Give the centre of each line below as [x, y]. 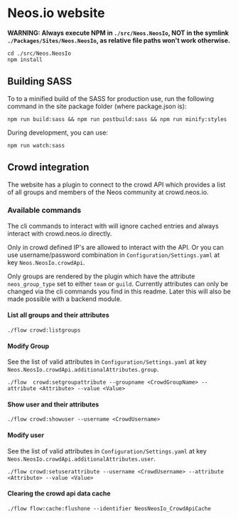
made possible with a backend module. [65, 299]
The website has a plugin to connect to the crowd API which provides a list [117, 184]
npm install [25, 59]
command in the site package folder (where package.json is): [97, 106]
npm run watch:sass [36, 145]
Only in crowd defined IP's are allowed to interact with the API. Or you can [115, 247]
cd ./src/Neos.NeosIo [39, 53]
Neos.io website [56, 13]
